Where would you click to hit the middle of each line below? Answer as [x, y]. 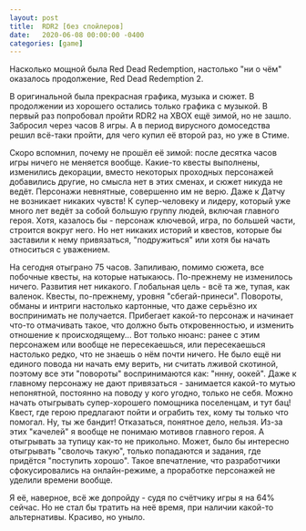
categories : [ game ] [46, 43]
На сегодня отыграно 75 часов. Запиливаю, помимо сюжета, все [137, 267]
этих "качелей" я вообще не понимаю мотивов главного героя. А [137, 432]
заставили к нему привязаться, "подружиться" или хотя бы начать [140, 240]
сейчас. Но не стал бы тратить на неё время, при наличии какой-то [142, 507]
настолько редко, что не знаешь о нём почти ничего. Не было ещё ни [145, 354]
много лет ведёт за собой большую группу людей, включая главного [144, 211]
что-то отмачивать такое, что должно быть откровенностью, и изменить [152, 325]
